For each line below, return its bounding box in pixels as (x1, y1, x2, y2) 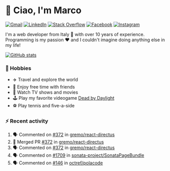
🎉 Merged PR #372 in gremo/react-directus (12, 138, 104, 145)
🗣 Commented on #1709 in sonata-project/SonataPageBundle (12, 152, 144, 158)
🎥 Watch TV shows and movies (12, 89, 78, 96)
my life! (5, 42, 21, 48)
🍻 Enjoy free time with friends (12, 84, 75, 90)
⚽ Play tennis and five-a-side (12, 103, 75, 109)
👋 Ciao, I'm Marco (5, 5, 82, 16)
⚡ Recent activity (5, 118, 48, 125)
